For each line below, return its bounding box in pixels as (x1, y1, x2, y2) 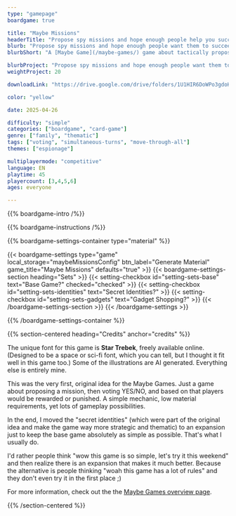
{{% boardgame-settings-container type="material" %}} (7, 237, 171, 245)
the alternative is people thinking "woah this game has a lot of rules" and (7, 467, 218, 475)
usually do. (7, 438, 39, 446)
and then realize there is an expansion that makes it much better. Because (7, 459, 221, 467)
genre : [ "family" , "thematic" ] (7, 132, 99, 139)
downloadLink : (7, 81, 49, 88)
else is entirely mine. (7, 366, 67, 375)
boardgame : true (7, 17, 55, 24)
